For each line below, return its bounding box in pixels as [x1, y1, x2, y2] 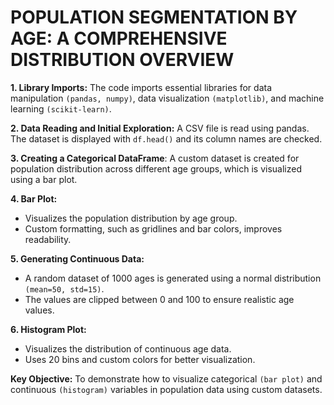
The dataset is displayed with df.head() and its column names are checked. [10, 132, 323, 145]
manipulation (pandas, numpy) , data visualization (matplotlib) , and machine [10, 92, 325, 104]
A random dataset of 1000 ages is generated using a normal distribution [24, 272, 322, 284]
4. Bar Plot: [10, 192, 58, 205]
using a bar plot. [10, 173, 78, 185]
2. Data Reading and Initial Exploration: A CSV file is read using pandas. [10, 122, 310, 134]
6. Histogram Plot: [10, 323, 87, 335]
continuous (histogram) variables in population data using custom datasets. [10, 383, 323, 395]
